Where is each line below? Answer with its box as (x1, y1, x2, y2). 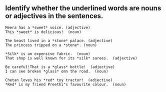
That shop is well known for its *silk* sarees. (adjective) (5, 55, 137, 60)
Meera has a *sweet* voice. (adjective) (5, 25, 91, 30)
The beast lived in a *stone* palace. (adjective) (5, 38, 113, 43)
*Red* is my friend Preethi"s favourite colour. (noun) (5, 82, 126, 87)
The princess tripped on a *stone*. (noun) (5, 42, 97, 47)
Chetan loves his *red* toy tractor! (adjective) (5, 77, 113, 82)
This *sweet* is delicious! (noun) (5, 29, 81, 34)
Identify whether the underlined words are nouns (5, 4, 161, 12)
